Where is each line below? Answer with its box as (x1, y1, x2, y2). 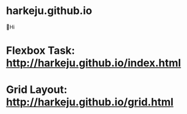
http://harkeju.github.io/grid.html (6, 95, 174, 109)
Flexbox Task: (6, 44, 75, 57)
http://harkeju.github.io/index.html (6, 57, 181, 70)
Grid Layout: (6, 83, 67, 96)
